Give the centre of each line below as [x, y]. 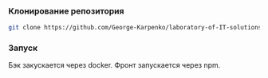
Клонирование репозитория [66, 11]
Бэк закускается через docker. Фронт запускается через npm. [114, 65]
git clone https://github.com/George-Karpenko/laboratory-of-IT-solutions [135, 28]
